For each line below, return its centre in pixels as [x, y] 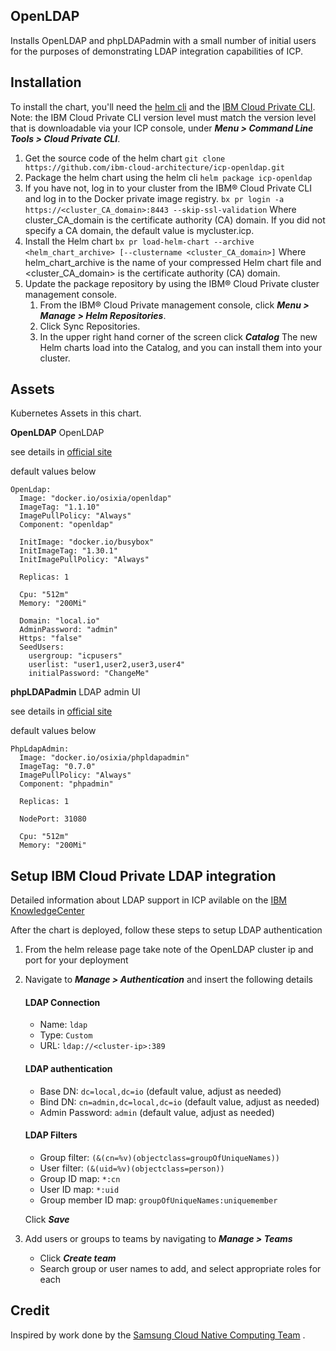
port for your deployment [76, 960]
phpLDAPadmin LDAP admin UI [75, 692]
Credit [30, 1310]
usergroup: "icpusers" [75, 656]
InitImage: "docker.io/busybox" [87, 542]
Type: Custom [66, 1035]
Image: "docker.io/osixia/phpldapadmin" [104, 758]
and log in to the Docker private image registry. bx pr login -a [154, 198]
